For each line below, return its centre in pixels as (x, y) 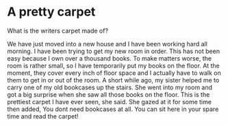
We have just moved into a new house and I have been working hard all (107, 44)
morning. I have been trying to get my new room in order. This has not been (114, 51)
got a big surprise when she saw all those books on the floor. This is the (109, 94)
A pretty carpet (51, 12)
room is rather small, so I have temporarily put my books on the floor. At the (114, 65)
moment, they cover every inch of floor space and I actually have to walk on (114, 73)
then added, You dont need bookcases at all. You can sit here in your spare (113, 109)
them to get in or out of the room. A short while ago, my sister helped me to (113, 80)
